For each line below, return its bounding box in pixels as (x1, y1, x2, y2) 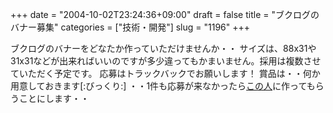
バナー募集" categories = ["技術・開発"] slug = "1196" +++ (10, 21, 251, 33)
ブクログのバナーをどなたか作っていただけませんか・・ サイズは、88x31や (10, 43, 317, 54)
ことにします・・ (18, 93, 90, 104)
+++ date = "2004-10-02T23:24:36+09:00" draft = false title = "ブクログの (10, 9, 320, 20)
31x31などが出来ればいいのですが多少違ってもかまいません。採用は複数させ (10, 55, 322, 67)
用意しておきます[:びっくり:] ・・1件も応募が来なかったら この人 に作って (10, 80, 307, 92)
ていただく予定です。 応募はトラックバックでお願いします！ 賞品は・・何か (10, 68, 321, 79)
